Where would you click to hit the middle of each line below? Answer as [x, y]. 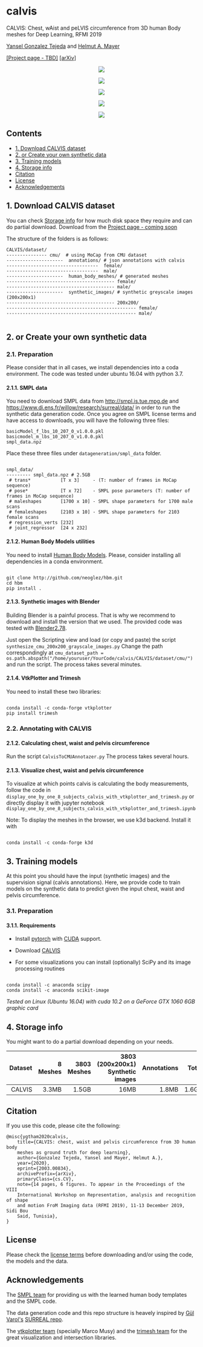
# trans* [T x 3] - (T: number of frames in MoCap [93, 480]
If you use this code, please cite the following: [63, 1125]
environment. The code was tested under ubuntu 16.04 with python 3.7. [95, 374]
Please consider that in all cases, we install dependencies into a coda [92, 367]
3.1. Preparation [30, 911]
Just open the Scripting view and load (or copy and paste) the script [91, 639]
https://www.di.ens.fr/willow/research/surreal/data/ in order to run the [93, 407]
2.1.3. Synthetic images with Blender [53, 602]
